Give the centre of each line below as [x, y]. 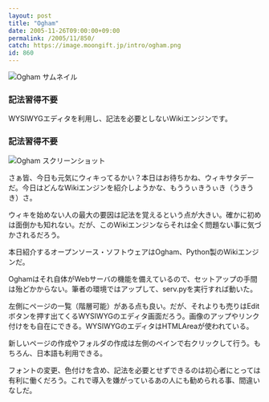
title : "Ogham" [34, 23]
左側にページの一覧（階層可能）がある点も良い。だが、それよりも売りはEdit [134, 306]
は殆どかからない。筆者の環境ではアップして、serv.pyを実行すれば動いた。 [133, 289]
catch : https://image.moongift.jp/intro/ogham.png [95, 46]
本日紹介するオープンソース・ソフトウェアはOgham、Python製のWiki [123, 252]
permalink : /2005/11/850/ [51, 38]
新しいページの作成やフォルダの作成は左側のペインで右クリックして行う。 [131, 343]
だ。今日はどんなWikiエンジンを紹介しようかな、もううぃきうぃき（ [121, 187]
